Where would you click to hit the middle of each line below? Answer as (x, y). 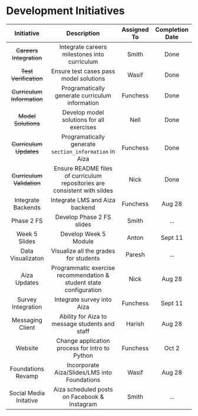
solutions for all (83, 120)
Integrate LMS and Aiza (83, 200)
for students (83, 258)
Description (83, 33)
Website (27, 348)
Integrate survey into (83, 299)
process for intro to (83, 348)
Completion (172, 29)
